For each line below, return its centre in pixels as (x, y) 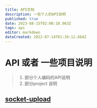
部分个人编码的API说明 (47, 77)
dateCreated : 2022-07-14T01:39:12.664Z (46, 37)
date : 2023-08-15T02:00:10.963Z (38, 23)
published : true (22, 19)
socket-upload (28, 99)
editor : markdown (23, 32)
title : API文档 (20, 10)
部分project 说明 (41, 83)
